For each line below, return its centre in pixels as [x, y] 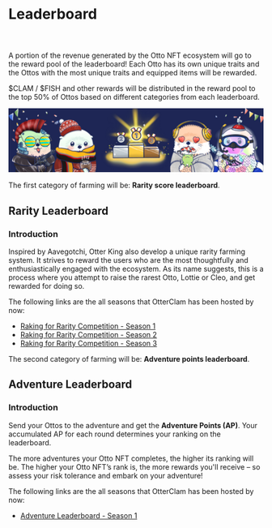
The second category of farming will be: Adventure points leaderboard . [129, 358]
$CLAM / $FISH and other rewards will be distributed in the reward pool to [132, 88]
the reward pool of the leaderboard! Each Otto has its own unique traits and [134, 64]
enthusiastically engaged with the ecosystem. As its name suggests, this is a [136, 268]
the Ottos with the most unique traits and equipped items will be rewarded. [133, 73]
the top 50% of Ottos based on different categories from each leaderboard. [134, 97]
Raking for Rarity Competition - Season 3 [89, 343]
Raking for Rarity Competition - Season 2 [89, 334]
